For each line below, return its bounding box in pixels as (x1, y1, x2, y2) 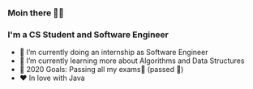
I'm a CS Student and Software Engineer (7, 28, 169, 40)
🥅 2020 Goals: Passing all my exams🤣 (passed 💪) (19, 65, 184, 74)
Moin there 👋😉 (7, 7, 65, 19)
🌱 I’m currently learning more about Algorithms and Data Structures (19, 56, 245, 66)
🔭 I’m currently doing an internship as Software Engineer (19, 48, 208, 57)
